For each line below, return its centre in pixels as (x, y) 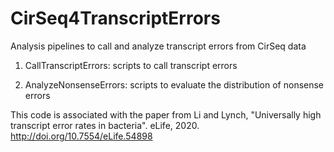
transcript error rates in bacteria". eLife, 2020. (105, 125)
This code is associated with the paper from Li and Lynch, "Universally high (166, 114)
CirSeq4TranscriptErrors (115, 18)
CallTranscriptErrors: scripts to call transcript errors (131, 65)
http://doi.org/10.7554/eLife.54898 (81, 136)
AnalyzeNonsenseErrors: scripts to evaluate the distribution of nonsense (174, 84)
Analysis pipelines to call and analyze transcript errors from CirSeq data (158, 46)
